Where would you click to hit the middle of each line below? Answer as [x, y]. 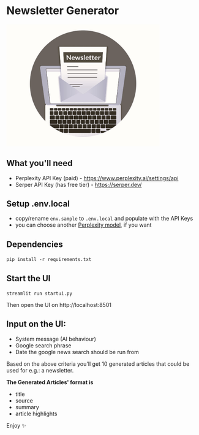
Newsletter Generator [63, 11]
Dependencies [35, 244]
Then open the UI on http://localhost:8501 [59, 305]
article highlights [36, 414]
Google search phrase [43, 345]
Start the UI [28, 278]
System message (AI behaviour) [56, 339]
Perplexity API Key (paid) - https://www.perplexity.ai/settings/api [97, 178]
